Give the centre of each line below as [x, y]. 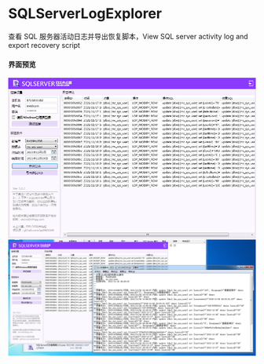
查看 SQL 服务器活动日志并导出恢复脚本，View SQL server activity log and [128, 36]
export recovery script [44, 45]
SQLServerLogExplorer [85, 14]
